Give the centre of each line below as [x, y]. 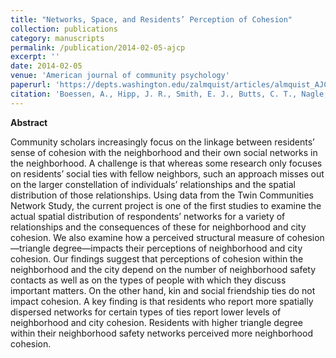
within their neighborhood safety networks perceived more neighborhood [161, 333]
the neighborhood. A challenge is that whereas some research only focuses [166, 163]
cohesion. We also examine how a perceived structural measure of [147, 237]
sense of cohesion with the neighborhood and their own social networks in [164, 152]
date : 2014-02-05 [46, 66]
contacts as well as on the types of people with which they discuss [148, 280]
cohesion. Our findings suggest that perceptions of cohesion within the [157, 258]
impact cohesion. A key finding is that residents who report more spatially [162, 301]
